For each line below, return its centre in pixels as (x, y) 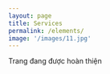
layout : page (30, 16)
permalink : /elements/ (46, 31)
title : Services (35, 23)
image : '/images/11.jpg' (50, 38)
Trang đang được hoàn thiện (55, 61)
